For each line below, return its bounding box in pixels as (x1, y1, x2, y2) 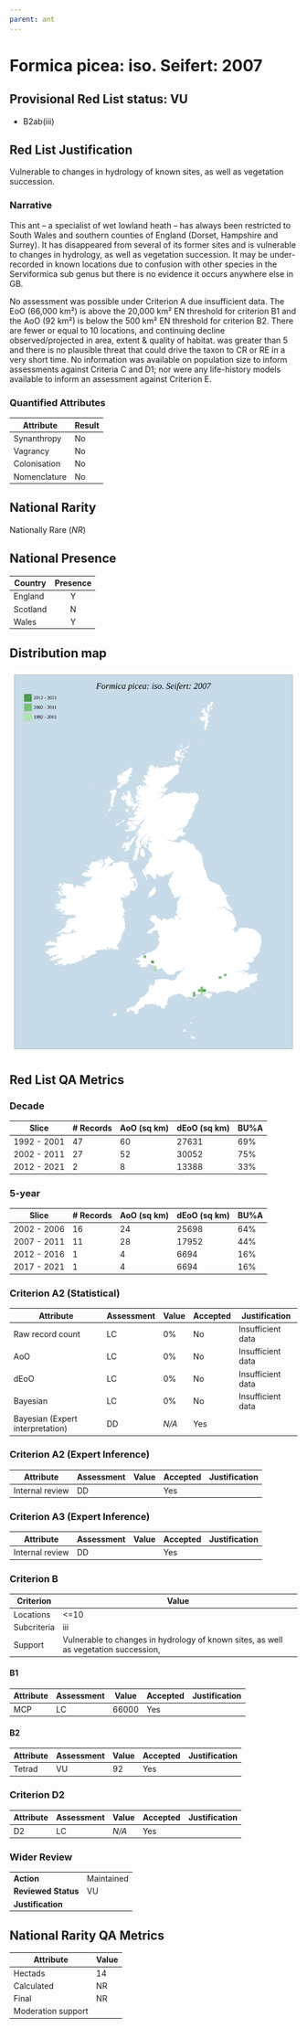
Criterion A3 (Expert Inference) (9, 1510, 151, 1523)
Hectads (13, 1968, 46, 1979)
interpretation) (13, 1423, 69, 1434)
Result (74, 419, 100, 430)
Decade (9, 1099, 45, 1112)
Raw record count (13, 1328, 80, 1339)
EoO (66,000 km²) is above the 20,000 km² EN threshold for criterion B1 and (9, 305, 297, 316)
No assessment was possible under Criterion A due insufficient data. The (9, 295, 285, 306)
